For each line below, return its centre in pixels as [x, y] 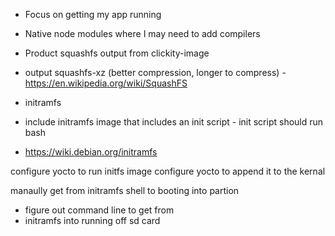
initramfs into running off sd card [92, 220]
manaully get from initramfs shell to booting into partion [125, 190]
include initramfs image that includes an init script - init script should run [174, 122]
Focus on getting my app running [93, 14]
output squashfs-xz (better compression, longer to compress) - [155, 72]
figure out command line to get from [99, 210]
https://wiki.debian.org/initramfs [91, 152]
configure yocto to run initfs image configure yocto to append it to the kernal [168, 171]
